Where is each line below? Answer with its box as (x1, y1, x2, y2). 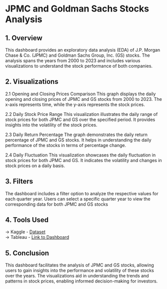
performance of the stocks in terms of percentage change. (5, 142, 126, 148)
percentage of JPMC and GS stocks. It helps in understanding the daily (5, 136, 151, 143)
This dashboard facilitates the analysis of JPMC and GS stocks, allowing (5, 262, 154, 268)
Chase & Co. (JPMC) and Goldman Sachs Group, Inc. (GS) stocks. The (5, 52, 150, 58)
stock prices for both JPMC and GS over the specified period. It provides (5, 116, 155, 122)
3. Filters (5, 177, 33, 186)
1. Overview (5, 34, 42, 42)
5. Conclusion (5, 249, 49, 257)
